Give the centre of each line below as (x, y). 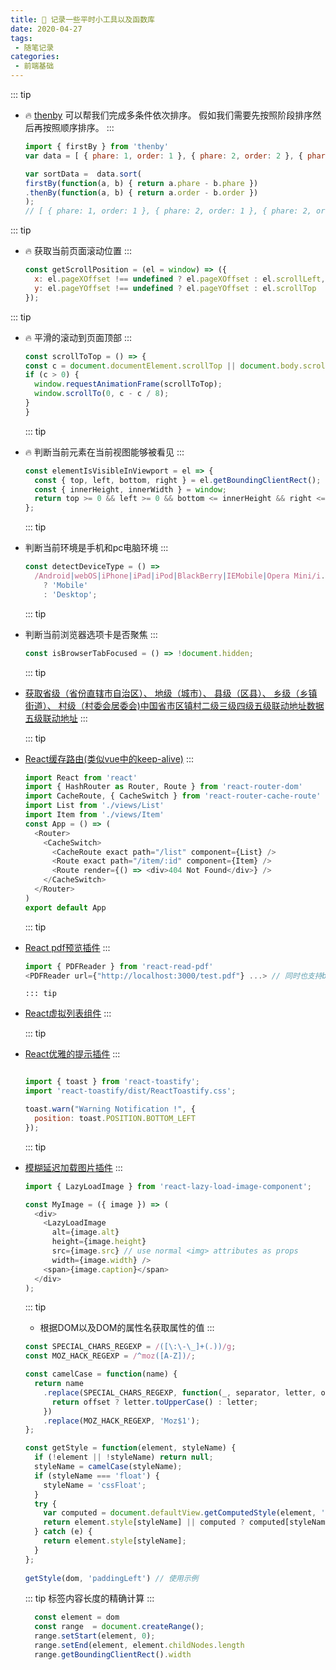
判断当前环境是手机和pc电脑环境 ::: (96, 548)
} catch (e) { (63, 1532)
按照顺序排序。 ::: (78, 127)
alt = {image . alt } (85, 1232)
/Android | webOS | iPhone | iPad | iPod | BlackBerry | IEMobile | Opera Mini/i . (180, 576)
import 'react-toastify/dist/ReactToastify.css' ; (130, 1091)
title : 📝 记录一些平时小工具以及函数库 (82, 19)
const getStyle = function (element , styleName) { (130, 1448)
